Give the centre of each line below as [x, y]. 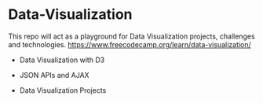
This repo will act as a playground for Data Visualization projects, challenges [131, 36]
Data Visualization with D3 [62, 60]
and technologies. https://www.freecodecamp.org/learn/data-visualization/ [130, 44]
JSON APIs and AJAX [54, 75]
